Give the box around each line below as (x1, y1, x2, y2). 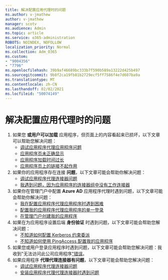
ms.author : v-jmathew (5, 12, 51, 17)
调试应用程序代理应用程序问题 (20, 144, 82, 150)
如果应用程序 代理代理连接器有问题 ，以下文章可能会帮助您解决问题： (12, 257, 154, 263)
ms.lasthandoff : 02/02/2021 (5, 86, 64, 92)
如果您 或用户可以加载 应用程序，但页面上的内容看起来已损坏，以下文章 (12, 132, 160, 138)
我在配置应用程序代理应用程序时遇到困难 (20, 201, 104, 207)
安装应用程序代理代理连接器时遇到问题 (20, 269, 99, 275)
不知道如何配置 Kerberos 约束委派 (20, 232, 90, 238)
